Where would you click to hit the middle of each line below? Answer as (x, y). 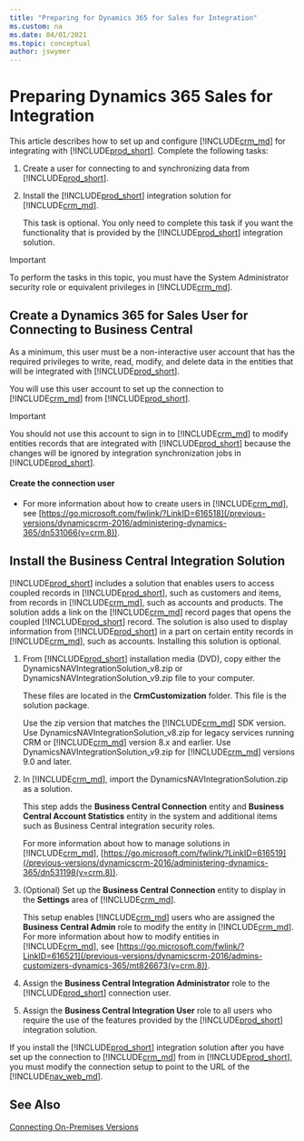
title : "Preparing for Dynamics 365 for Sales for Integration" (133, 18)
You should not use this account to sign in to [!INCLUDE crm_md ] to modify (149, 434)
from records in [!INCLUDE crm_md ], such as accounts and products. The (147, 602)
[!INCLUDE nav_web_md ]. (56, 1076)
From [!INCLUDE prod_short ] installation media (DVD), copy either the (152, 658)
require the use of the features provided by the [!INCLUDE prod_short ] (152, 1020)
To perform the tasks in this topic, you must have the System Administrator (149, 277)
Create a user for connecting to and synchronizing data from (136, 168)
